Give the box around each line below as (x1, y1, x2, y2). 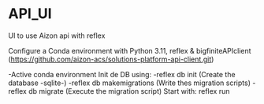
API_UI (8, 5, 52, 23)
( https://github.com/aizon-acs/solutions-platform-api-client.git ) (8, 54, 214, 64)
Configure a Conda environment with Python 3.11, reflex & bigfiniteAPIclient (8, 46, 251, 55)
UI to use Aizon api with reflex (8, 31, 106, 40)
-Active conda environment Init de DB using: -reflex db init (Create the (8, 69, 236, 79)
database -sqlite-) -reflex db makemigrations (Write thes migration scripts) (8, 78, 251, 87)
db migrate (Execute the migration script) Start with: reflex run (28, 86, 230, 95)
